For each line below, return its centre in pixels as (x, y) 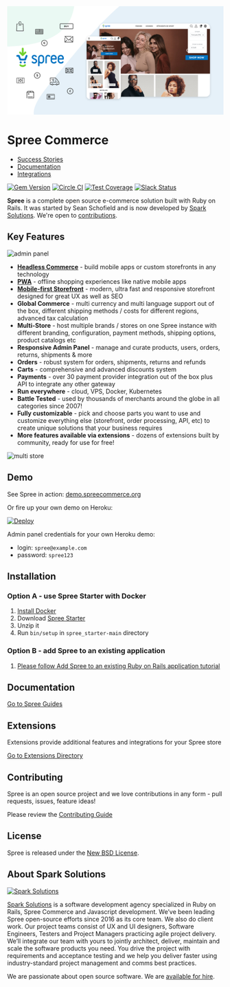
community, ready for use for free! (66, 442)
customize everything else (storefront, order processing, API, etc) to (114, 420)
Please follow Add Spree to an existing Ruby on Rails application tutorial (118, 666)
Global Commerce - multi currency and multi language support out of (116, 303)
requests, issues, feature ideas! (51, 801)
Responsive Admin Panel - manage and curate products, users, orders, (118, 347)
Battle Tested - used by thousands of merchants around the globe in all (118, 398)
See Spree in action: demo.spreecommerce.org (74, 494)
